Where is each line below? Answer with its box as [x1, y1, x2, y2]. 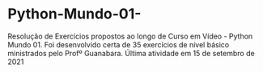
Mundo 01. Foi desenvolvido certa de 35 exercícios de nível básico [7, 39, 230, 49]
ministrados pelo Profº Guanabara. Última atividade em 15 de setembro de [7, 48, 256, 58]
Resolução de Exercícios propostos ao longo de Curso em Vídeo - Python [7, 31, 253, 41]
